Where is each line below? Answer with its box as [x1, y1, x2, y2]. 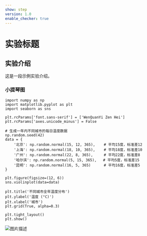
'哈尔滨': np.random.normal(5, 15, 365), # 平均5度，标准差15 [14, 157, 140, 163]
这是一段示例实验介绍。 [5, 73, 52, 79]
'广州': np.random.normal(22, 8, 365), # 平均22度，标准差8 [14, 152, 140, 157]
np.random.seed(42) [5, 133, 45, 137]
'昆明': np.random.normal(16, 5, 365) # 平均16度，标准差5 [14, 163, 140, 168]
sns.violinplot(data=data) [5, 180, 60, 185]
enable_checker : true [5, 16, 49, 21]
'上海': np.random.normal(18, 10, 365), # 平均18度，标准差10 [14, 147, 143, 152]
